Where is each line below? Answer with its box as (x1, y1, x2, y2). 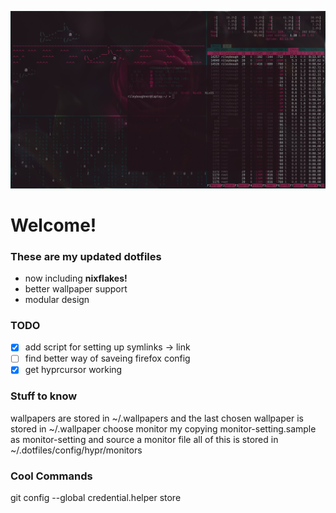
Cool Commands (10, 469, 93, 483)
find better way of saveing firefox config (24, 352, 191, 365)
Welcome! (10, 214, 97, 236)
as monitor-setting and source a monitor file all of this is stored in (10, 433, 279, 445)
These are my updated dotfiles (10, 249, 162, 263)
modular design (24, 293, 90, 305)
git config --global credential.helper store (10, 492, 182, 504)
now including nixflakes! (24, 272, 128, 284)
